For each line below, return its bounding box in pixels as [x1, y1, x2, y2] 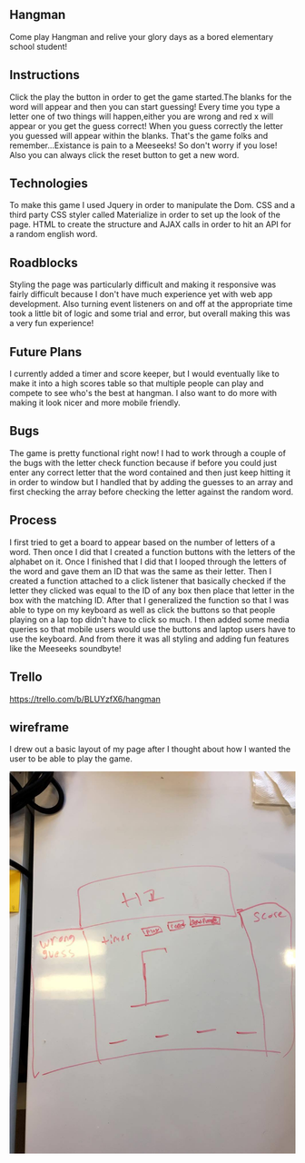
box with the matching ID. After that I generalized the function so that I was [9, 594, 290, 605]
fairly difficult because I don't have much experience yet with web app [9, 289, 273, 300]
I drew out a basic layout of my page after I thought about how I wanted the [9, 744, 291, 755]
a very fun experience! [9, 318, 94, 329]
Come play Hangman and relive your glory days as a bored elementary [9, 31, 274, 42]
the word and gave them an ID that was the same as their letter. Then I [9, 565, 272, 576]
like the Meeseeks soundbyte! [9, 642, 122, 653]
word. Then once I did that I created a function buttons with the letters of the [9, 546, 296, 557]
